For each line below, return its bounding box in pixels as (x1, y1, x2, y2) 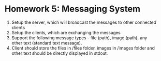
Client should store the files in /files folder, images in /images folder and (11, 45, 155, 51)
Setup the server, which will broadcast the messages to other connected (11, 19, 157, 25)
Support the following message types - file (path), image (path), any (11, 35, 147, 41)
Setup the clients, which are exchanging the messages (11, 30, 121, 35)
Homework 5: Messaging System (4, 3, 141, 15)
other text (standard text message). (11, 40, 82, 46)
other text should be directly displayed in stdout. (11, 50, 108, 56)
